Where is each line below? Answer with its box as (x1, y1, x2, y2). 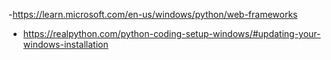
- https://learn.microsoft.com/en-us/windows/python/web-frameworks (8, 9, 298, 20)
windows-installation (22, 39, 109, 50)
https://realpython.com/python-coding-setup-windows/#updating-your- (22, 28, 321, 39)
